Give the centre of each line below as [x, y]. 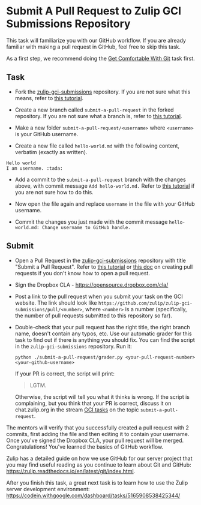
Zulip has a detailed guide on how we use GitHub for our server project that [99, 458]
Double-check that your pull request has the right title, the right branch [102, 327]
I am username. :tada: [34, 168]
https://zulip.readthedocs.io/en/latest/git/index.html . [71, 471]
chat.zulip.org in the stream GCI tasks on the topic [77, 410]
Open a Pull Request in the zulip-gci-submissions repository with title [100, 260]
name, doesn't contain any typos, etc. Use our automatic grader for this [103, 333]
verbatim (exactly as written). [51, 152]
